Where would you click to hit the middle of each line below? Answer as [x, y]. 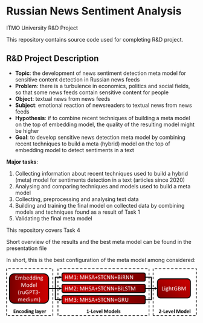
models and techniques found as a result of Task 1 [77, 212]
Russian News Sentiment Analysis [94, 11]
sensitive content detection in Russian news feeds [77, 79]
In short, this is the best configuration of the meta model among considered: [101, 260]
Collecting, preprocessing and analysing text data [77, 199]
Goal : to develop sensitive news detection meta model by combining [100, 137]
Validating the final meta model [53, 218]
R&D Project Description [53, 59]
